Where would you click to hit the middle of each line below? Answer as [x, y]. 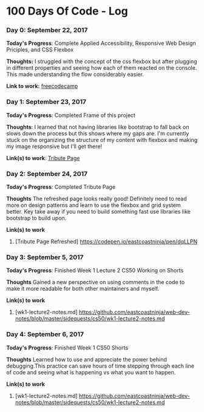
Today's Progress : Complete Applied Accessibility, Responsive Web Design [101, 43]
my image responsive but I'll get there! [54, 146]
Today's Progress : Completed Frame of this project [71, 115]
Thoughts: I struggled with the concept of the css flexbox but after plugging [102, 61]
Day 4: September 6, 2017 [45, 334]
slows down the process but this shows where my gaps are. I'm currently [98, 133]
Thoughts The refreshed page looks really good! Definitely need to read [97, 199]
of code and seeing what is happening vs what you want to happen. [91, 372]
